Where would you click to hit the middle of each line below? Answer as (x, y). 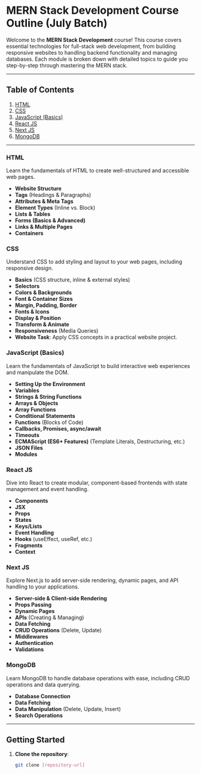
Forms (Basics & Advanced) (50, 220)
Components (31, 500)
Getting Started (36, 739)
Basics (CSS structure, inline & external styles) (72, 280)
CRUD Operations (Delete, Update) (58, 630)
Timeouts (27, 435)
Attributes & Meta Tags (44, 201)
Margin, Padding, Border (46, 305)
